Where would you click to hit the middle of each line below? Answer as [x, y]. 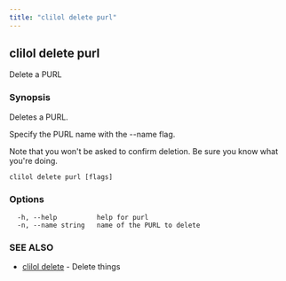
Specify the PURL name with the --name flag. [92, 134]
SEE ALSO [32, 247]
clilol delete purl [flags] [61, 177]
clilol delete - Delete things [71, 267]
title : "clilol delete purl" [63, 17]
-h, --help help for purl [83, 218]
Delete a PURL [36, 74]
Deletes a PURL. [39, 117]
